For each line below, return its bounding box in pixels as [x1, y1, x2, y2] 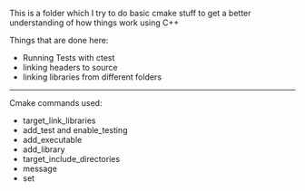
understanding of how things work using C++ [9, 17, 180, 28]
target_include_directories [22, 154, 121, 164]
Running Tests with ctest [22, 53, 115, 62]
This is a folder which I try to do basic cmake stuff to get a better [9, 8, 251, 18]
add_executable [22, 135, 83, 145]
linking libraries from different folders [22, 72, 162, 82]
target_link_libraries [22, 115, 96, 126]
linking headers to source [22, 62, 118, 72]
